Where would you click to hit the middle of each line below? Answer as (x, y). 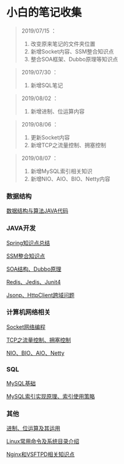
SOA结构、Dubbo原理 (34, 269)
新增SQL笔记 (47, 85)
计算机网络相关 (29, 312)
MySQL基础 (21, 384)
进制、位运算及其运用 (33, 428)
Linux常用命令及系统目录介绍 (43, 441)
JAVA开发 (21, 228)
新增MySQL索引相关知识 (61, 171)
